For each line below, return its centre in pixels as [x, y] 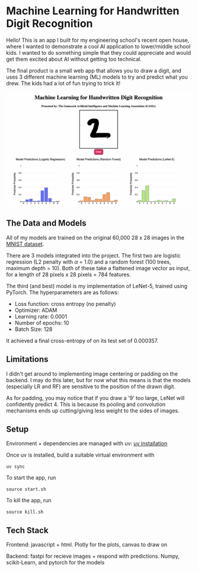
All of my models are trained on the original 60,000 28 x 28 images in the [95, 237]
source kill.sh [25, 512]
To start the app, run [31, 478]
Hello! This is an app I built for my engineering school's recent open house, [98, 40]
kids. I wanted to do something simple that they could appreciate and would [99, 52]
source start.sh [26, 489]
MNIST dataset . [25, 244]
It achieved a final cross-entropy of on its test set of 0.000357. [82, 340]
